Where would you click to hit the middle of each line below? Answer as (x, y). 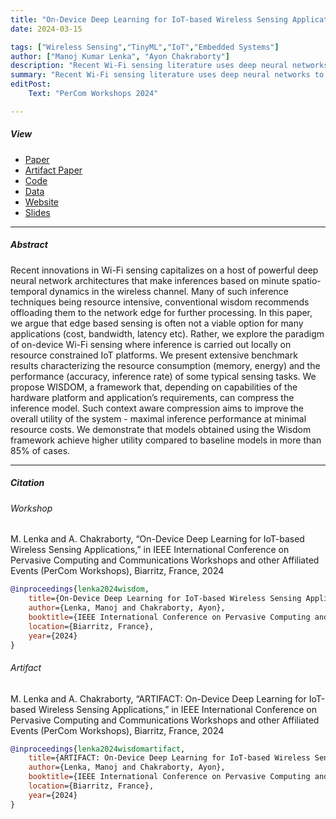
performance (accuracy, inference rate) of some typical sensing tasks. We (163, 376)
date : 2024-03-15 (46, 29)
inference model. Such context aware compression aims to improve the (157, 408)
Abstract (29, 245)
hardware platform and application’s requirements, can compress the (152, 397)
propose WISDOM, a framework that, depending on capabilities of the (154, 387)
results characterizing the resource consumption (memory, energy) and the (165, 365)
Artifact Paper (53, 170)
